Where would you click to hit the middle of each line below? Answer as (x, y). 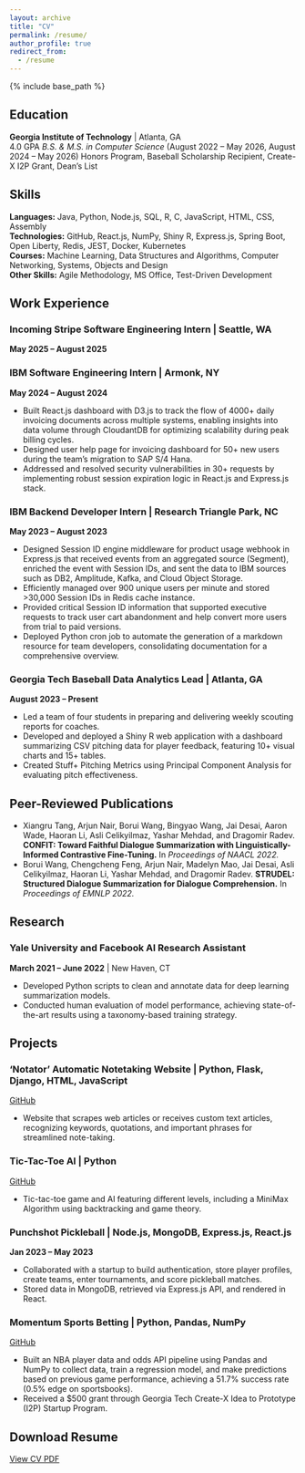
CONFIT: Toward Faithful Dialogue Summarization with (128, 845)
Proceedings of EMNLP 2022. (78, 894)
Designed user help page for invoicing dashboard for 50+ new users (151, 449)
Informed (41, 855)
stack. (34, 488)
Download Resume (64, 1437)
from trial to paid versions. (72, 627)
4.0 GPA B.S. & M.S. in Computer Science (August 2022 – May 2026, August (152, 146)
